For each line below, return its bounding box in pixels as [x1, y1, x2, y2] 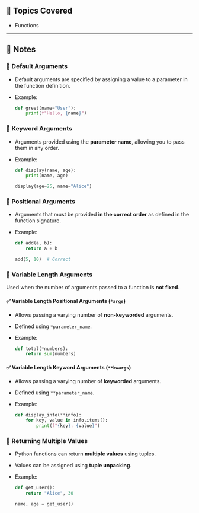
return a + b [25, 246, 58, 252]
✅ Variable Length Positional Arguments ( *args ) [6, 297, 126, 304]
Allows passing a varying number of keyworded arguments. [14, 377, 162, 384]
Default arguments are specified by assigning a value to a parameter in [14, 75, 188, 83]
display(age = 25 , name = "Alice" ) [14, 183, 92, 190]
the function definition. [14, 82, 70, 89]
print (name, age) [25, 173, 68, 179]
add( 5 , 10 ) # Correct [14, 256, 71, 263]
